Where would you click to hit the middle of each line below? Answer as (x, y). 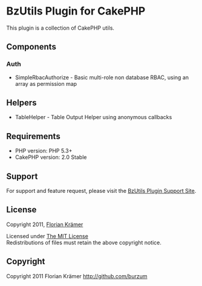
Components (31, 47)
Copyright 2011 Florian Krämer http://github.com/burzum (77, 276)
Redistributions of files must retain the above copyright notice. (84, 242)
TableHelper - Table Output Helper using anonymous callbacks (93, 117)
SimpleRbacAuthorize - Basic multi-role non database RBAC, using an (102, 77)
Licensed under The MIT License (47, 236)
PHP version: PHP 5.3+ (44, 151)
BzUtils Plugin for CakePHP (76, 11)
